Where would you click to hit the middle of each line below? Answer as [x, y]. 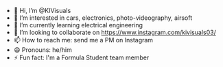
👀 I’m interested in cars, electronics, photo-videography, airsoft [103, 18]
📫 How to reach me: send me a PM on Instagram [83, 40]
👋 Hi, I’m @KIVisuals [42, 11]
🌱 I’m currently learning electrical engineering [78, 25]
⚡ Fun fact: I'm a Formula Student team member [81, 57]
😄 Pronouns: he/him [43, 50]
